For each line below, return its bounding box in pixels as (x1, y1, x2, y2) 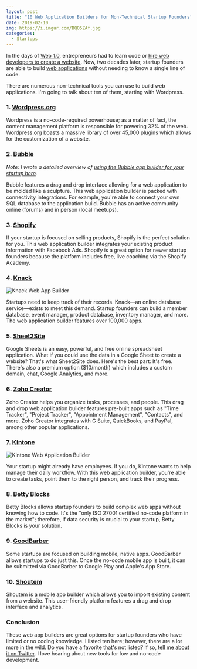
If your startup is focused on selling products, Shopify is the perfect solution (6, 234, 191, 241)
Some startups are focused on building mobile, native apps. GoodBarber (6, 550, 181, 557)
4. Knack (6, 274, 32, 282)
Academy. (6, 259, 30, 266)
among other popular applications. (6, 423, 90, 430)
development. (6, 657, 39, 664)
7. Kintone (6, 438, 35, 446)
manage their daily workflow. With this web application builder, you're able (6, 469, 186, 477)
